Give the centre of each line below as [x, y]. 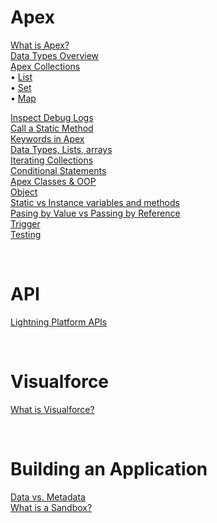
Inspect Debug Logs [52, 117]
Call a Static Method [52, 128]
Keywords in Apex [47, 138]
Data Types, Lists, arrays [61, 149]
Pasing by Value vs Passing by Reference [95, 213]
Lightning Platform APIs [59, 322]
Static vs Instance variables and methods [95, 202]
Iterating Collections [52, 160]
